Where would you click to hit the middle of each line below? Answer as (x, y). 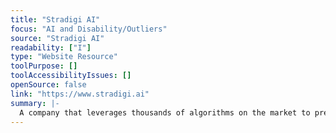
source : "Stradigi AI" (57, 38)
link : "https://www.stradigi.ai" (80, 94)
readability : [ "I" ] (51, 47)
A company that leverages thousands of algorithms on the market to (165, 112)
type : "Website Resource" (64, 57)
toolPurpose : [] (44, 66)
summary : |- (35, 103)
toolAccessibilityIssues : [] (71, 76)
